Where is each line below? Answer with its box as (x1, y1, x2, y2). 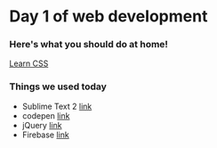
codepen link (21, 110, 70, 121)
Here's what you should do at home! (9, 38, 169, 51)
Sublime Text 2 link (21, 101, 92, 111)
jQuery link (21, 119, 62, 130)
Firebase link (21, 129, 69, 140)
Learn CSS (9, 58, 49, 69)
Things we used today (9, 80, 107, 93)
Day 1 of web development (9, 6, 208, 27)
